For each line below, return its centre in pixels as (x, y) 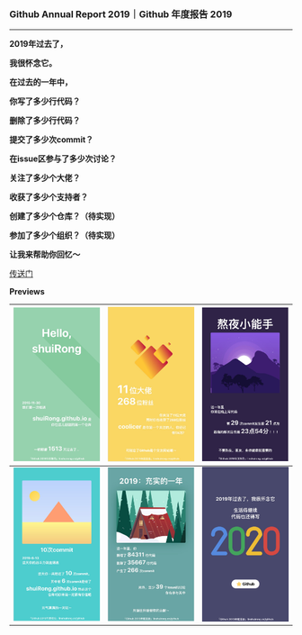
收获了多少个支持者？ (49, 197)
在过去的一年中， (41, 82)
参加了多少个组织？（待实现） (64, 235)
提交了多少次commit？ (52, 140)
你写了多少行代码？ (45, 102)
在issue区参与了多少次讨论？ (63, 159)
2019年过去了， (39, 44)
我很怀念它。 (33, 63)
